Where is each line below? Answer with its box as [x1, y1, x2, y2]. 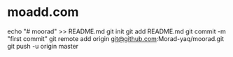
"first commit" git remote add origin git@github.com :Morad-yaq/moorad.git [7, 34, 225, 42]
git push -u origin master [7, 42, 79, 50]
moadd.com [7, 4, 79, 20]
